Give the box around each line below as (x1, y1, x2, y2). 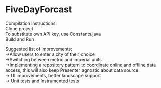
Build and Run (5, 36, 34, 42)
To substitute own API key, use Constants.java (5, 31, 101, 37)
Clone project (5, 25, 34, 31)
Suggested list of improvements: (5, 46, 73, 52)
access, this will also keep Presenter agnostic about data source (5, 67, 139, 73)
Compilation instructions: (5, 20, 57, 26)
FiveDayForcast (5, 4, 72, 15)
